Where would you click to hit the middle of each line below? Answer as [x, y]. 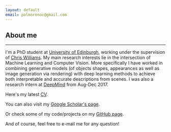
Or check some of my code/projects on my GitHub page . [65, 114]
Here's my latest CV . [27, 94]
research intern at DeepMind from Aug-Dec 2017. [57, 85]
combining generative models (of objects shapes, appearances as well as [82, 69]
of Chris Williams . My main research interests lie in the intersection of [78, 58]
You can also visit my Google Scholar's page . [53, 104]
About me [21, 35]
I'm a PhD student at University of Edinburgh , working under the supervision [85, 52]
